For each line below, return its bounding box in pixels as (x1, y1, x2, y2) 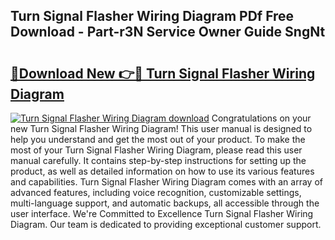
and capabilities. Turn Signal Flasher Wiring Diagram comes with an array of (10, 176, 323, 188)
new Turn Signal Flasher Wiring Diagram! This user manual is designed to (10, 123, 313, 134)
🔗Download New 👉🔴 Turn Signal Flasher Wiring (10, 65, 316, 82)
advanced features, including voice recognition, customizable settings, (10, 187, 302, 198)
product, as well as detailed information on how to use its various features (10, 165, 315, 177)
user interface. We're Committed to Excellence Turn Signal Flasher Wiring (10, 208, 314, 219)
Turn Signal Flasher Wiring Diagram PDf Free (10, 8, 295, 25)
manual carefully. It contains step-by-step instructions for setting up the (10, 155, 307, 166)
